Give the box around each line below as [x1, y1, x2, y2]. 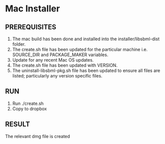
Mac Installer [5, 3, 60, 14]
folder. [12, 41, 26, 47]
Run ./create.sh [12, 100, 44, 106]
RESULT [5, 120, 30, 129]
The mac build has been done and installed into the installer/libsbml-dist [12, 36, 160, 42]
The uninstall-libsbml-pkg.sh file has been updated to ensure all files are [12, 68, 161, 73]
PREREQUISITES [5, 23, 56, 31]
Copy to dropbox [12, 105, 47, 112]
